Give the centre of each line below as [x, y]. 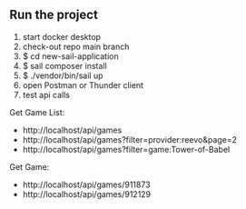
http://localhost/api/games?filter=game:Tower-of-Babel [126, 149]
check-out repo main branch [76, 46]
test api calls [46, 95]
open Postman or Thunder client [83, 85]
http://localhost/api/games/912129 [87, 194]
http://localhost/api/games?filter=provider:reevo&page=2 [130, 139]
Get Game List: [37, 112]
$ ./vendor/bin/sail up [63, 75]
